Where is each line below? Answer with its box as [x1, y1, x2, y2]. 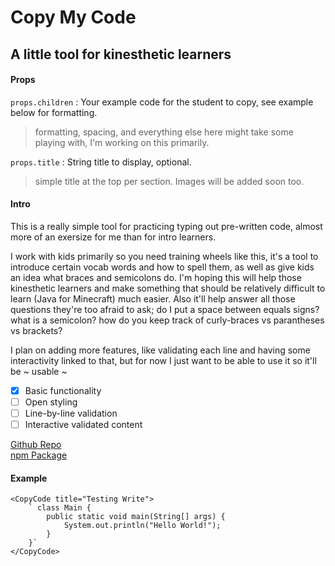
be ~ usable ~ [10, 365, 68, 377]
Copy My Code [10, 6, 137, 29]
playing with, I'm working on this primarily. [34, 136, 210, 148]
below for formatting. [10, 106, 98, 118]
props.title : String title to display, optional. [10, 156, 192, 168]
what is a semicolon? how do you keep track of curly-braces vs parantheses [10, 314, 325, 326]
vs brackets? [10, 324, 63, 336]
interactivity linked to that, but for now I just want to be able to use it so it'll [10, 354, 317, 366]
